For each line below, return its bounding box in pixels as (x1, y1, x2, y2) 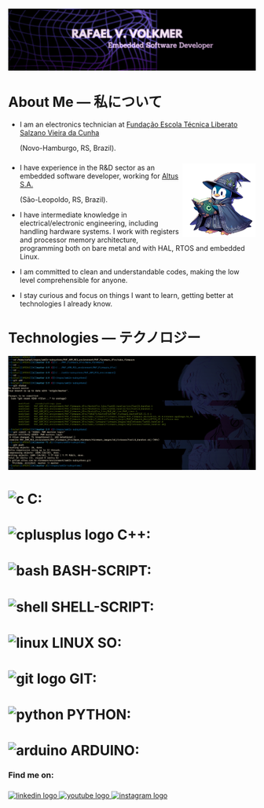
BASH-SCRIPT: (52, 562, 152, 580)
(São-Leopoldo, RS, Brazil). (19, 194, 108, 204)
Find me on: (8, 769, 54, 780)
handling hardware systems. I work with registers (19, 226, 179, 236)
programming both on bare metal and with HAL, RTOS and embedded (19, 243, 245, 252)
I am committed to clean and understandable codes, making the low (19, 266, 240, 276)
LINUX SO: (51, 634, 123, 652)
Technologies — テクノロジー (8, 329, 201, 347)
